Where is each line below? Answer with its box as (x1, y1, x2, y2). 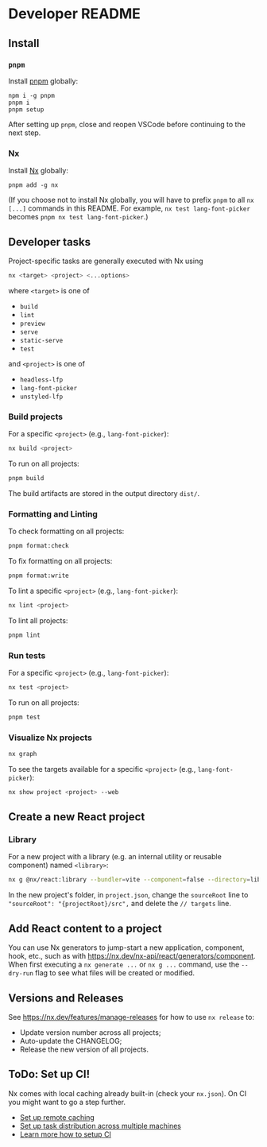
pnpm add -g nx (8, 181, 59, 189)
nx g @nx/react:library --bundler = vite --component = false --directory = (8, 876, 250, 884)
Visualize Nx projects (8, 732, 93, 743)
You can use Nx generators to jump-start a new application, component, (8, 943, 245, 952)
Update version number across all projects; (19, 1027, 161, 1037)
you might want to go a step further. (8, 1097, 126, 1106)
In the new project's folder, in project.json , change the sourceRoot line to (8, 890, 249, 900)
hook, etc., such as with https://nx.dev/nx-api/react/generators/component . (8, 951, 256, 961)
